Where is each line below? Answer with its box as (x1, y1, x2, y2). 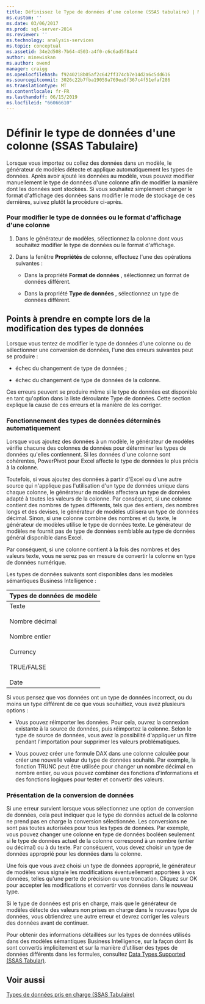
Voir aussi (6, 975, 45, 985)
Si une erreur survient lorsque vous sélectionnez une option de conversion (6, 805, 194, 812)
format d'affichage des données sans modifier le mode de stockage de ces (6, 192, 195, 199)
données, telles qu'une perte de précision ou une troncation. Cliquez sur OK (6, 875, 198, 883)
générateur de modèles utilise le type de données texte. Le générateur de (6, 521, 192, 528)
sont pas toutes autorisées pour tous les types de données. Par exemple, (6, 825, 190, 832)
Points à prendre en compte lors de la (6, 314, 151, 324)
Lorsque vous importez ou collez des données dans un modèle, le (6, 159, 172, 167)
